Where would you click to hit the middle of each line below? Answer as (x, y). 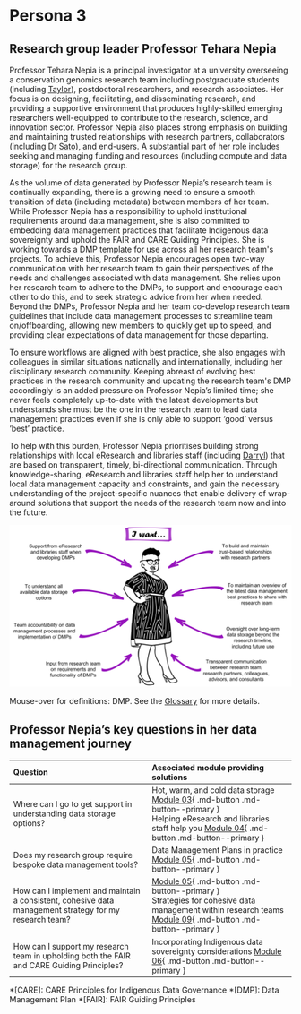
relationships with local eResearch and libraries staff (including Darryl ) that (147, 455)
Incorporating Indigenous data (207, 941)
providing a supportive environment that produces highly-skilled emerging (146, 108)
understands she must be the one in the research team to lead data (133, 409)
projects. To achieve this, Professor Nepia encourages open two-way (137, 259)
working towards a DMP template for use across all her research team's (142, 249)
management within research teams (218, 910)
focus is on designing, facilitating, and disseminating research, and (133, 99)
